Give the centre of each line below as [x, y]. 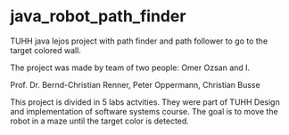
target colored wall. [45, 50]
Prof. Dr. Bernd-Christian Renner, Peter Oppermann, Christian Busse [136, 84]
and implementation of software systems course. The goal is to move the [144, 111]
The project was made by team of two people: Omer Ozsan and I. [130, 67]
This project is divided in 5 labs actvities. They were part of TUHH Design [145, 102]
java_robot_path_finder [98, 16]
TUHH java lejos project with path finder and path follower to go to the [139, 41]
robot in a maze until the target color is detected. [100, 121]
